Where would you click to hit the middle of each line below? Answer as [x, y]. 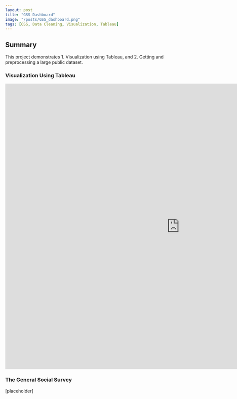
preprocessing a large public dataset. [44, 62]
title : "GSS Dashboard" [30, 15]
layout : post [19, 10]
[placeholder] [19, 391]
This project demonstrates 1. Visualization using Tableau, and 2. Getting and [84, 57]
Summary [21, 44]
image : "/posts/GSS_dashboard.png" [43, 19]
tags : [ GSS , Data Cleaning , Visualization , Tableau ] [62, 24]
